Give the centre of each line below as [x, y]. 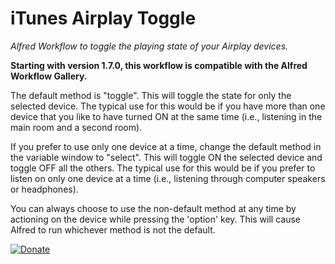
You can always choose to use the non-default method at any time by [153, 208]
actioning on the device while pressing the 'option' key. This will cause [156, 219]
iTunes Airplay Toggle [103, 18]
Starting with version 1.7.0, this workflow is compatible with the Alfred [159, 65]
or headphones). [44, 189]
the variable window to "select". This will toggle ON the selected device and [166, 157]
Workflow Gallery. [49, 76]
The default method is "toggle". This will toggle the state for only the [151, 95]
